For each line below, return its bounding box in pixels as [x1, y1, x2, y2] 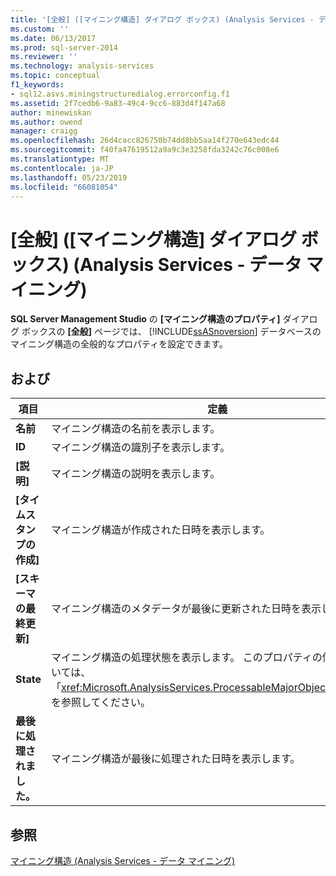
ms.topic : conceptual [10, 71, 101, 81]
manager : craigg [10, 126, 78, 136]
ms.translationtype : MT [10, 154, 110, 164]
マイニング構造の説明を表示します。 [50, 467, 221, 481]
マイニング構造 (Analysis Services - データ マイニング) [10, 854, 236, 866]
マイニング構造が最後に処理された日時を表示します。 [50, 752, 301, 766]
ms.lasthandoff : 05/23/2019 [10, 172, 128, 183]
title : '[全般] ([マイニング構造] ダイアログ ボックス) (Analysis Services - [10, 14, 315, 25]
